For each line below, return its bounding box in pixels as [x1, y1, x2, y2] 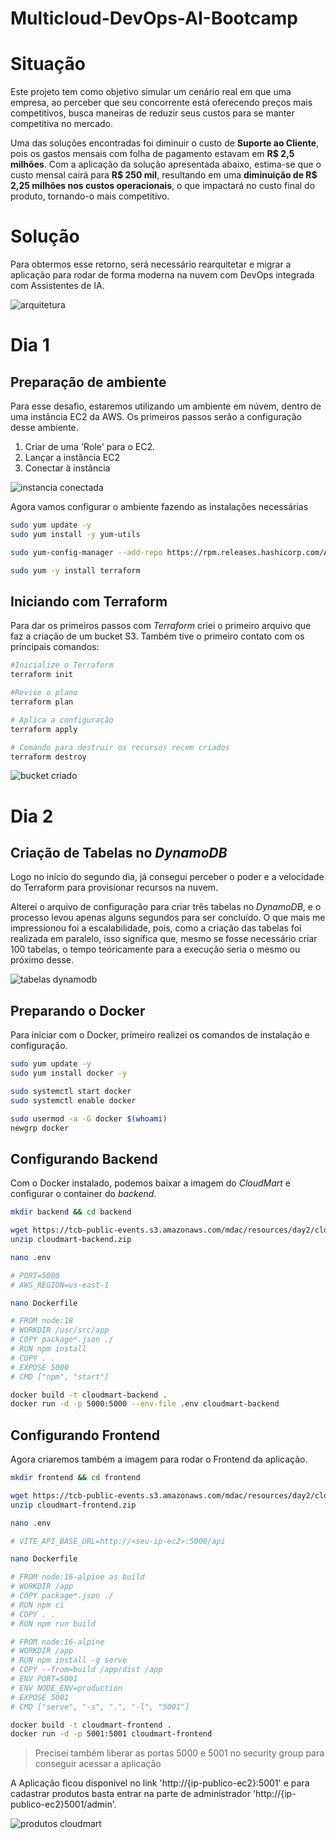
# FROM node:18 [10, 1316, 74, 1326]
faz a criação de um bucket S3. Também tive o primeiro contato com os [10, 630, 305, 642]
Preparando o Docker [10, 1002, 146, 1019]
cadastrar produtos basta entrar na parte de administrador [10, 1788, 251, 1800]
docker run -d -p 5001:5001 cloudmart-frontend [10, 1729, 213, 1739]
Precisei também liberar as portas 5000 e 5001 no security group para [34, 1747, 325, 1759]
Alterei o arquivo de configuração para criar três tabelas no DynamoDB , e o [10, 901, 322, 913]
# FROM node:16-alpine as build [10, 1572, 145, 1582]
